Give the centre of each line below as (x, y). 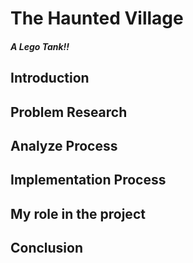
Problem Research (69, 112)
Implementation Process (88, 180)
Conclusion (47, 248)
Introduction (50, 78)
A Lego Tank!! (40, 46)
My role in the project (78, 213)
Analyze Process (64, 145)
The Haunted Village (97, 18)
